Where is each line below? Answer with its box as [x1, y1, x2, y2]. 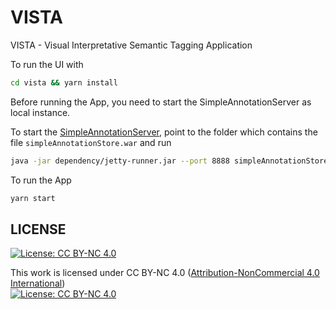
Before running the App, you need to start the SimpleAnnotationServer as [10, 96, 312, 108]
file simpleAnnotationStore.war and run [10, 136, 172, 148]
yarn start [10, 193, 56, 203]
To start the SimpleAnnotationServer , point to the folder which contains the [10, 126, 318, 138]
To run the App [10, 174, 72, 186]
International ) [10, 277, 66, 290]
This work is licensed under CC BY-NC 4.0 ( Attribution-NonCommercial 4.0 [10, 267, 320, 279]
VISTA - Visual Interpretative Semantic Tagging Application [10, 39, 253, 51]
